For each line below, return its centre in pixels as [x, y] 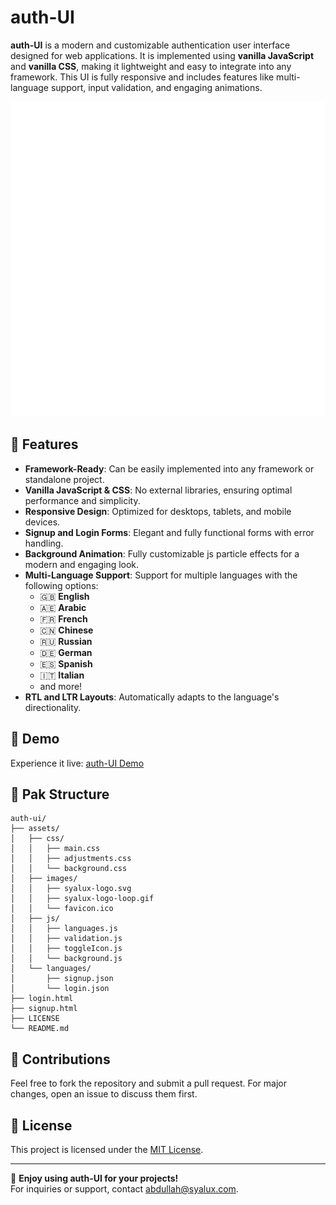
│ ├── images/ [44, 879]
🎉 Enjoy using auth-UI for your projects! [94, 1178]
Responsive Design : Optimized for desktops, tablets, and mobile [158, 511]
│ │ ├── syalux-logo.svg [71, 889]
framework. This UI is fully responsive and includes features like [142, 77]
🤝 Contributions [60, 1059]
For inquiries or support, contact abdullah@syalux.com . [124, 1189]
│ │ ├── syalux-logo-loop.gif [82, 899]
